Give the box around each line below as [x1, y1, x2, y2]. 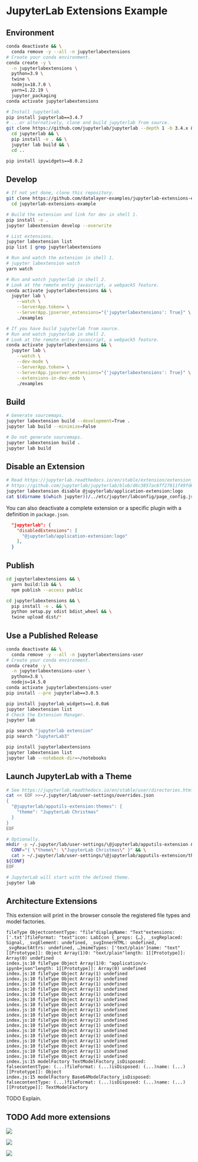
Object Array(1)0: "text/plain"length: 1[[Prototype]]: [45, 950, 186, 956]
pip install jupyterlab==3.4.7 [6, 114, 83, 121]
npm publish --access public [11, 587, 83, 593]
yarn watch [6, 266, 33, 272]
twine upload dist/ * [11, 614, 62, 620]
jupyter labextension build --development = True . [6, 418, 131, 424]
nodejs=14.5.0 [11, 679, 46, 685]
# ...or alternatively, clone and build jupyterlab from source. [6, 120, 170, 126]
